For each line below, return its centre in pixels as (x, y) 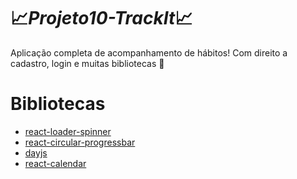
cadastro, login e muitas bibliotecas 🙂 (87, 63)
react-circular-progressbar (80, 142)
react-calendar (55, 163)
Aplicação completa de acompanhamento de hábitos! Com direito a (149, 52)
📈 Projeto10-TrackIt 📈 (101, 18)
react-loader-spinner (68, 131)
